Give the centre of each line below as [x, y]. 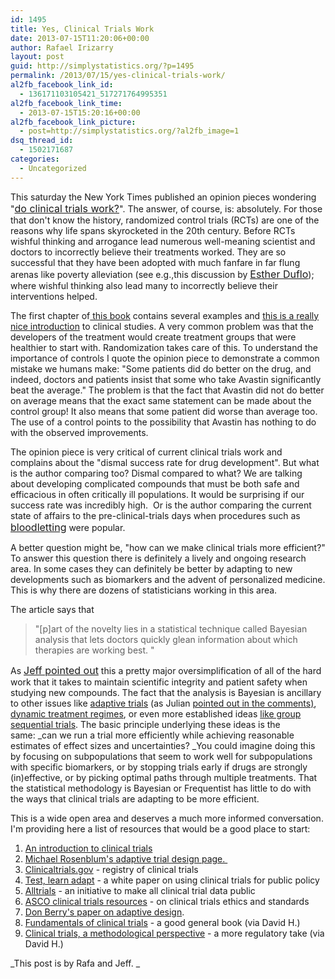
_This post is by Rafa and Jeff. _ [75, 963]
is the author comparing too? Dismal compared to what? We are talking [156, 473]
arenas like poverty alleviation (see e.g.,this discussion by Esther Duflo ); [162, 274]
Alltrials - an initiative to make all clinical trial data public [140, 890]
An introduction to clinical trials [88, 848]
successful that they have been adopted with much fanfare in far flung [155, 262]
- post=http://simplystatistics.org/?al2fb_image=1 [129, 131]
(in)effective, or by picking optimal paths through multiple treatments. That [164, 777]
